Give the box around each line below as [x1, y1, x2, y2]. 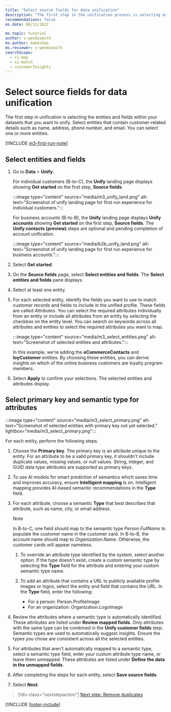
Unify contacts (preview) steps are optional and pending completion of [12, 225, 163, 232]
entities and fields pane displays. [12, 277, 83, 283]
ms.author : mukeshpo [5, 40, 49, 46]
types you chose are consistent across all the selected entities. [12, 635, 145, 641]
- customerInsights [10, 64, 51, 70]
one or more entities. [5, 130, 49, 136]
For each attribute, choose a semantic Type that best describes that [12, 500, 156, 506]
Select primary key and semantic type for [5, 396, 139, 404]
